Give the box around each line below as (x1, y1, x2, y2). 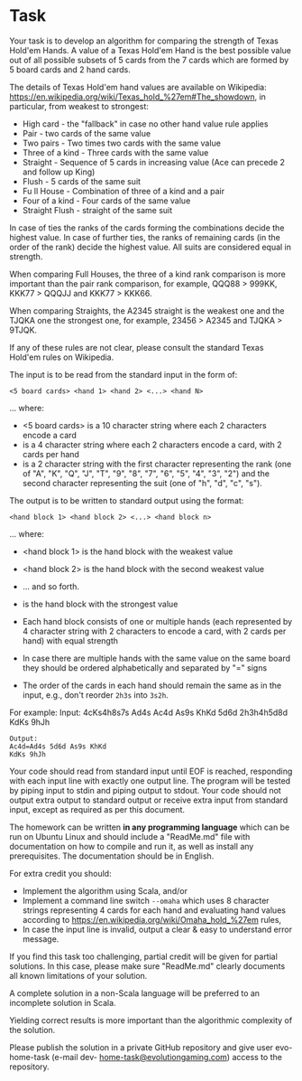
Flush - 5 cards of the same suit (22, 175, 142, 186)
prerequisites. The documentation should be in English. (9, 851, 215, 861)
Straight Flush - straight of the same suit (22, 204, 173, 215)
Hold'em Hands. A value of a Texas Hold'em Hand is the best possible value (9, 44, 291, 55)
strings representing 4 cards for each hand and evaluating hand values (22, 905, 287, 916)
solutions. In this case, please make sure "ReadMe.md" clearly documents (9, 960, 286, 972)
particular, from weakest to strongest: (9, 100, 149, 111)
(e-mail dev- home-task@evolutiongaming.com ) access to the (51, 1051, 282, 1062)
